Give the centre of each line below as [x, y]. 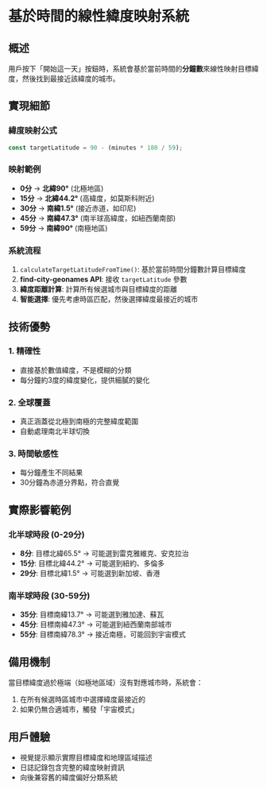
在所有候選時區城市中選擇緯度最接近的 [82, 699]
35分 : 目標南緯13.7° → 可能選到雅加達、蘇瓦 [92, 615]
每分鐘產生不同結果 [51, 473]
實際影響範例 [40, 510]
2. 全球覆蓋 [29, 402]
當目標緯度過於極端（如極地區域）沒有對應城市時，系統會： [106, 683]
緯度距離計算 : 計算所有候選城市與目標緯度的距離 [98, 289]
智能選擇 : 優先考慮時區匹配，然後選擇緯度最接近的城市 [109, 300]
